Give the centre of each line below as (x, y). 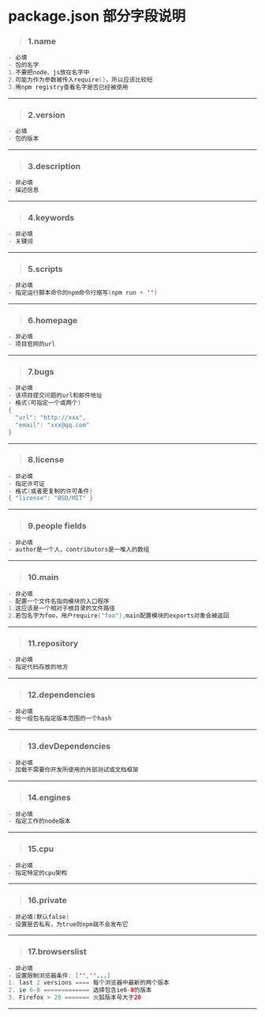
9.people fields (57, 526)
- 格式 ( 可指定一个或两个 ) (45, 403)
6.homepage (52, 320)
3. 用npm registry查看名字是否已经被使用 (68, 87)
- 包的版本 (24, 139)
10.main (43, 578)
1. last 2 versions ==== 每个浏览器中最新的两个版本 (89, 983)
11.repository (53, 643)
